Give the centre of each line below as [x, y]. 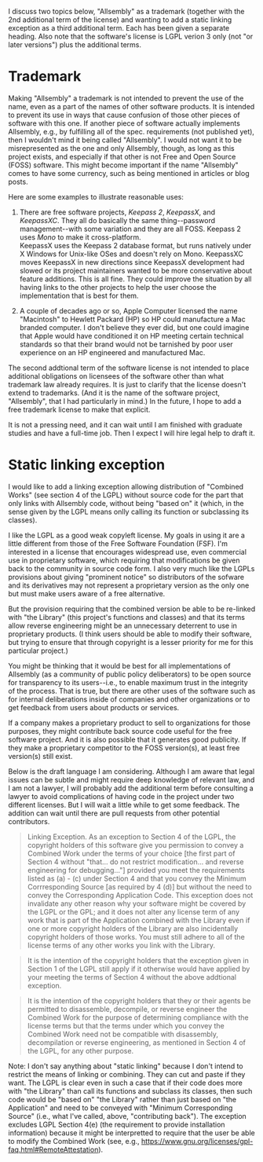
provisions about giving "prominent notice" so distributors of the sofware [126, 577]
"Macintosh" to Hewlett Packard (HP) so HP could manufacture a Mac [132, 319]
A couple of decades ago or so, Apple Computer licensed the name [128, 310]
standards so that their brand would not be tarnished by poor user [126, 344]
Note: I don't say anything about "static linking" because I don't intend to [126, 1066]
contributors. [29, 821]
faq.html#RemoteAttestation [53, 1149]
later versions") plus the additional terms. [75, 45]
